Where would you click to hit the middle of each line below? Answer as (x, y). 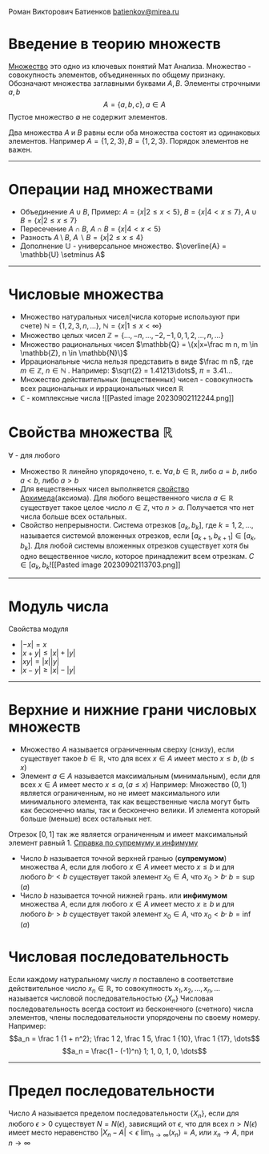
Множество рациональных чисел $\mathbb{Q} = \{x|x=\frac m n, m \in (139, 344)
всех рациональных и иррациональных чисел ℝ (102, 388)
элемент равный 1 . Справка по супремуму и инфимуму (103, 842)
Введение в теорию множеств (115, 44)
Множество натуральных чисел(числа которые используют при (130, 316)
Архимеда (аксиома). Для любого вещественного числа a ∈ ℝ (126, 498)
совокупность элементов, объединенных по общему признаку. (117, 75)
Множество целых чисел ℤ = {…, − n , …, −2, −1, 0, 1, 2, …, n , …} (122, 335)
